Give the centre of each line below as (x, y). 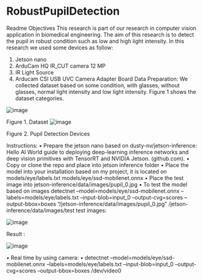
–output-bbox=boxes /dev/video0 (80, 270)
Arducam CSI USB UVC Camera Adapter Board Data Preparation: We (101, 79)
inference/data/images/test (41, 210)
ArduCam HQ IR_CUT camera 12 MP (60, 66)
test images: (91, 210)
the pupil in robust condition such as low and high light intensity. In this (95, 41)
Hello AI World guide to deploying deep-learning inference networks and (98, 152)
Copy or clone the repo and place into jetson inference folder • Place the (98, 165)
